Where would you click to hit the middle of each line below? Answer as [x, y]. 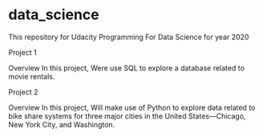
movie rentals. [32, 76]
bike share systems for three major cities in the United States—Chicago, [127, 116]
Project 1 [23, 52]
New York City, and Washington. [62, 124]
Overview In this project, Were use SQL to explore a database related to [126, 68]
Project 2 [23, 92]
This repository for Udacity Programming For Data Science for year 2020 [129, 37]
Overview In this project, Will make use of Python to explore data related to [132, 107]
